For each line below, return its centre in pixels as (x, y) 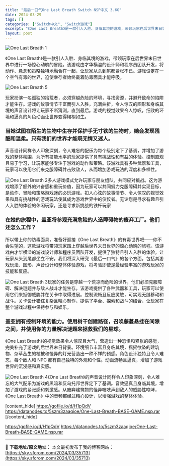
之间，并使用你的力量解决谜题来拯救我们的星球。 (65, 329)
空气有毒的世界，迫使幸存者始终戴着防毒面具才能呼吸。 (67, 77)
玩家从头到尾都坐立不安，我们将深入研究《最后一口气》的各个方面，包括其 (82, 258)
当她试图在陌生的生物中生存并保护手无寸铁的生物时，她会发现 (80, 131)
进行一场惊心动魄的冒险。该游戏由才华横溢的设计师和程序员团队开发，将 (89, 64)
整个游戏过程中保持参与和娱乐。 (38, 307)
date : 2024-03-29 (23, 15)
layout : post (19, 33)
